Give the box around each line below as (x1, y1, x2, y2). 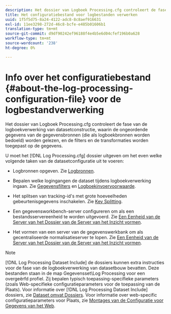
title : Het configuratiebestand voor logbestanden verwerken (5, 12, 138, 17)
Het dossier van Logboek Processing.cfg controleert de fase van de (5, 121, 148, 127)
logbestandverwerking (5, 104, 104, 116)
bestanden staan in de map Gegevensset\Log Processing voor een (5, 270, 145, 276)
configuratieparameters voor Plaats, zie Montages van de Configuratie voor (5, 297, 164, 303)
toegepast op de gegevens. (5, 142, 63, 149)
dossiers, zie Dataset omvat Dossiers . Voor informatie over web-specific (5, 292, 157, 298)
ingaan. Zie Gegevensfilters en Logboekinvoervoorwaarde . (12, 183, 136, 189)
